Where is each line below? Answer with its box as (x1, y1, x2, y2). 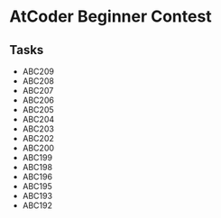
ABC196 (22, 171, 52, 182)
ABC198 (22, 162, 52, 172)
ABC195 (22, 181, 52, 191)
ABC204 (22, 114, 55, 124)
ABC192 (22, 200, 52, 211)
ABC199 (22, 152, 52, 163)
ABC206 (22, 95, 54, 105)
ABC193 (22, 191, 52, 201)
